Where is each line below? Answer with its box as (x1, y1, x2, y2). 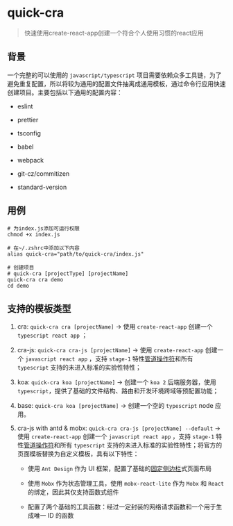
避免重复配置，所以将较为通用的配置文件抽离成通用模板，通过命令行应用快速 (7, 79, 226, 88)
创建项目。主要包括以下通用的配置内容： (7, 88, 123, 97)
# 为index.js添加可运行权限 (7, 224, 80, 232)
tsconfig (17, 129, 42, 137)
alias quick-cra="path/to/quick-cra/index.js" (7, 250, 144, 258)
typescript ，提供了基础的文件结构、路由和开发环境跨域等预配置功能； (17, 387, 219, 395)
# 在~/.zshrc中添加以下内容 (7, 245, 80, 252)
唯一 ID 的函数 (33, 511, 74, 520)
